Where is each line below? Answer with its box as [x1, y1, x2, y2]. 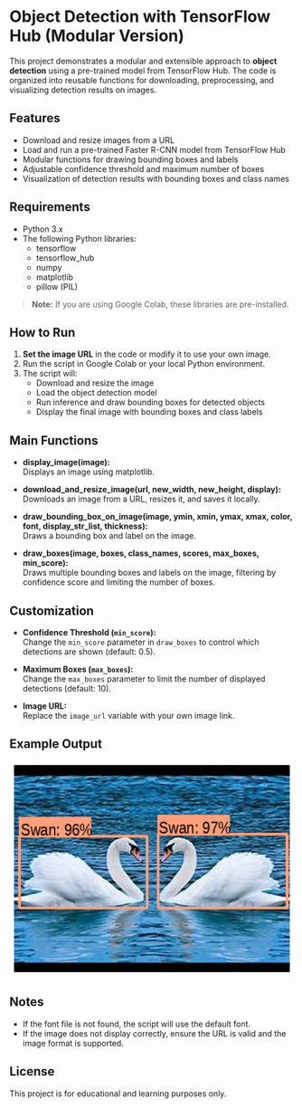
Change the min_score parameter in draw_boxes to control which [22, 636, 260, 647]
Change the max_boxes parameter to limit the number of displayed [22, 673, 266, 684]
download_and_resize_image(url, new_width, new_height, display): [22, 484, 282, 495]
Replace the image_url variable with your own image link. [22, 711, 235, 721]
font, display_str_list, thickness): [22, 521, 148, 531]
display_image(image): [22, 457, 110, 468]
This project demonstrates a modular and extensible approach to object [9, 55, 278, 66]
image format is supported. [22, 1037, 124, 1048]
